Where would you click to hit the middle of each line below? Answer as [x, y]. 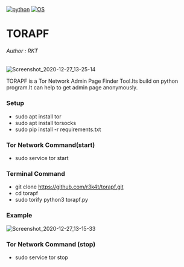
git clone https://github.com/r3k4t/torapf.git [69, 187]
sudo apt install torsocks [46, 123]
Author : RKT [22, 51]
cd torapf [27, 193]
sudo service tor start [42, 158]
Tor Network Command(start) [51, 145]
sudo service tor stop [41, 257]
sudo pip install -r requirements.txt [58, 129]
